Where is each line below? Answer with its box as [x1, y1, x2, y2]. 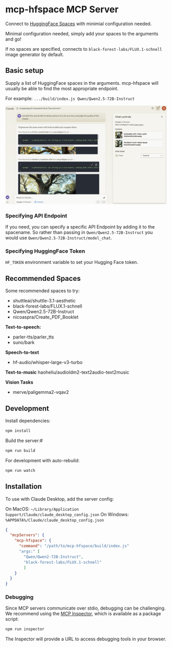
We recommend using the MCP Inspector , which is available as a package [5, 611, 161, 617]
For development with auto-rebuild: [5, 457, 80, 463]
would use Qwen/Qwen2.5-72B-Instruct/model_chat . [5, 235, 113, 241]
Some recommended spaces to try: [5, 288, 80, 294]
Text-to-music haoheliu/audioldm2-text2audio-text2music [5, 369, 130, 375]
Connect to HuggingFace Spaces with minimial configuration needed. [5, 21, 152, 27]
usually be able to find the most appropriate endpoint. [5, 85, 119, 91]
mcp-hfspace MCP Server [5, 4, 119, 15]
